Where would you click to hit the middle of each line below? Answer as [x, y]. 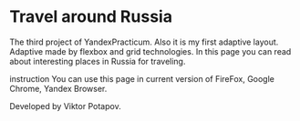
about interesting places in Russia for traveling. [98, 61]
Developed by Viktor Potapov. [65, 106]
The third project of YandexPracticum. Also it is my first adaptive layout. [144, 42]
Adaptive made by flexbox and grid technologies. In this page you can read [150, 51]
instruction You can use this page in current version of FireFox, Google [142, 78]
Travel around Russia [91, 17]
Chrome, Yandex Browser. [58, 88]
